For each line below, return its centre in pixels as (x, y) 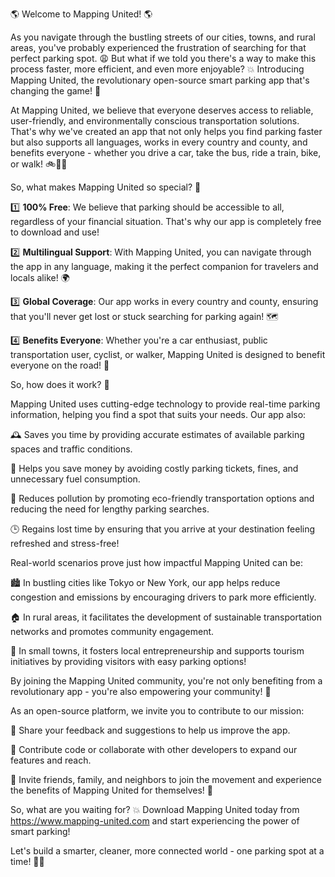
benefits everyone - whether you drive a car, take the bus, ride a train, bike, (166, 152)
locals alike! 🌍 (40, 277)
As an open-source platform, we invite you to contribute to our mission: (157, 711)
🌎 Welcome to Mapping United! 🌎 (81, 14)
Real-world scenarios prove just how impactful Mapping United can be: (157, 562)
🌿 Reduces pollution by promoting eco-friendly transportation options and (162, 498)
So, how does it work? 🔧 (60, 384)
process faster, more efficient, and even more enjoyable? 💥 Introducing (157, 69)
